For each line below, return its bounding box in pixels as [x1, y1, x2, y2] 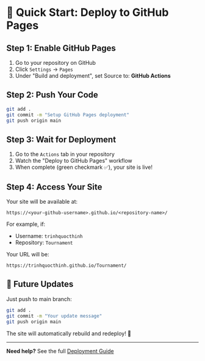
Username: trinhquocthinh [15, 233, 84, 240]
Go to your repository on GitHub [15, 59, 96, 66]
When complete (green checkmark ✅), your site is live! [15, 163, 153, 171]
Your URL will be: [6, 251, 49, 258]
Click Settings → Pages [15, 65, 73, 73]
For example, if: [6, 220, 46, 228]
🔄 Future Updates [6, 279, 74, 289]
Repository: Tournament [15, 239, 73, 247]
